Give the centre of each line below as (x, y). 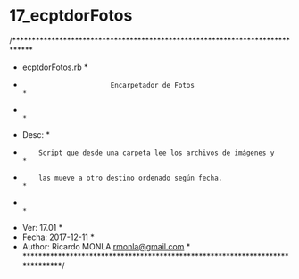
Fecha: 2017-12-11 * (58, 237)
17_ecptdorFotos (71, 16)
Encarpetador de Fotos (152, 85)
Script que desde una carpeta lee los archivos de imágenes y (157, 153)
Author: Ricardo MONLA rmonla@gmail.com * (106, 246)
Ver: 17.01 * (42, 227)
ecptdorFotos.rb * (55, 67)
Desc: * (36, 134)
